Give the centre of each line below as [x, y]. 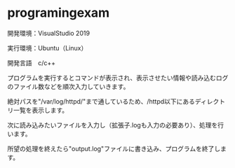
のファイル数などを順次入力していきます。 [68, 86]
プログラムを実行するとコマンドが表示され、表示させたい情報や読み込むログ [118, 78]
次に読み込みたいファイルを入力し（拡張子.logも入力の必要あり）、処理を [113, 125]
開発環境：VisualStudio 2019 [48, 33]
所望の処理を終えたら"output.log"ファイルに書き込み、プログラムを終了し [114, 148]
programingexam [59, 13]
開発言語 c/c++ [32, 63]
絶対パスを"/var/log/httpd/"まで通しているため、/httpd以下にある [101, 101]
